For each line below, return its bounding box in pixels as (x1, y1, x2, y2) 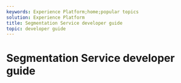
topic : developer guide (6, 25, 66, 32)
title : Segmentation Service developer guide (6, 20, 122, 26)
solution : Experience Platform (6, 14, 85, 20)
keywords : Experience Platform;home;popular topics (6, 8, 139, 15)
